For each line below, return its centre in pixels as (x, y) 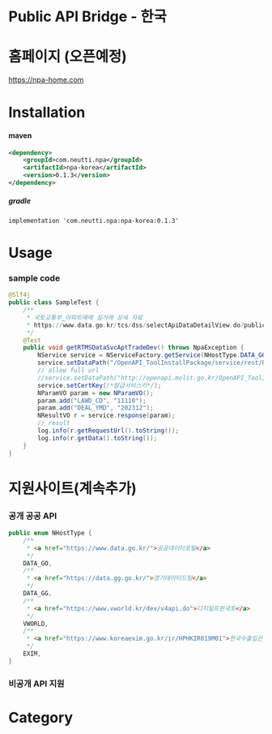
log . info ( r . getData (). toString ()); (98, 438)
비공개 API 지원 (36, 684)
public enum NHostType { (50, 533)
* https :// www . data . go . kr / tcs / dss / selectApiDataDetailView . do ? (135, 325)
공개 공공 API (33, 516)
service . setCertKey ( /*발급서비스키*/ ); (100, 385)
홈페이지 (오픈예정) (68, 57)
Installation (47, 112)
